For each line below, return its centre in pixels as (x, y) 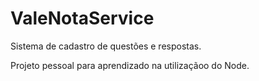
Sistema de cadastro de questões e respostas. (106, 46)
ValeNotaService (82, 18)
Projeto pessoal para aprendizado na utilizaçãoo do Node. (130, 65)
